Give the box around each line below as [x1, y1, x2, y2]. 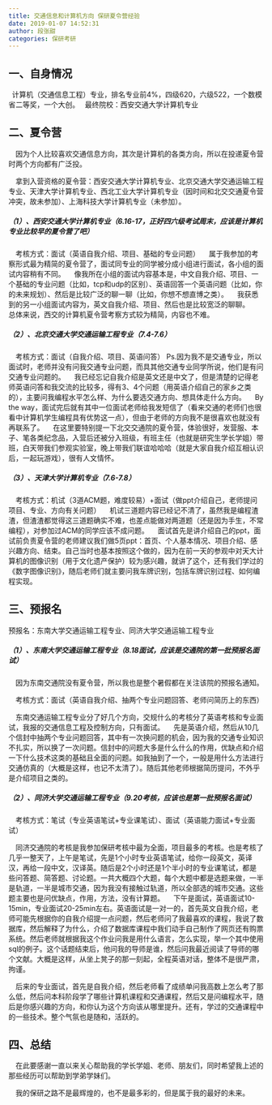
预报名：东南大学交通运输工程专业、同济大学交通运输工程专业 [8, 626, 215, 635]
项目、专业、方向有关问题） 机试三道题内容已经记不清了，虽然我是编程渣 [8, 505, 259, 515]
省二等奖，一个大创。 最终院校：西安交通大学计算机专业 [8, 100, 198, 110]
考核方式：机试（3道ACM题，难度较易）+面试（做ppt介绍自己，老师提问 [15, 495, 257, 505]
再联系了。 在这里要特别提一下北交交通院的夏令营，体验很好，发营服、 [8, 423, 252, 432]
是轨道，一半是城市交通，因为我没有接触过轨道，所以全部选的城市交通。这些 [8, 883, 264, 892]
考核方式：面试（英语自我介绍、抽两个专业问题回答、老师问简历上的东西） [15, 694, 264, 704]
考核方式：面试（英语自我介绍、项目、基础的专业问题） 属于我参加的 [15, 248, 252, 258]
